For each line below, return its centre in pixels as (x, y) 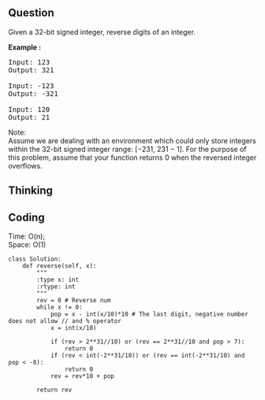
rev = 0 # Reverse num (74, 301)
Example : (25, 47)
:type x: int (58, 280)
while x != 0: (60, 307)
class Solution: (35, 259)
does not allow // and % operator (65, 321)
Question (31, 13)
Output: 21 (29, 117)
